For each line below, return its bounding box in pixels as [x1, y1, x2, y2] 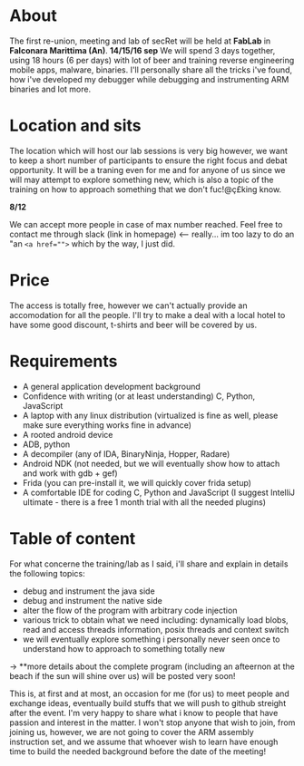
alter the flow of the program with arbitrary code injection [22, 605, 238, 616]
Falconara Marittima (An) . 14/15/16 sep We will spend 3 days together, [9, 44, 276, 55]
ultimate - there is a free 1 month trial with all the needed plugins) [22, 496, 266, 508]
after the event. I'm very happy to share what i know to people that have [9, 707, 279, 718]
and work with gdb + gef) [22, 468, 118, 479]
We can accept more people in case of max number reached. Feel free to [9, 218, 283, 229]
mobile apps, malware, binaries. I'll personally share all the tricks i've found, [9, 64, 293, 75]
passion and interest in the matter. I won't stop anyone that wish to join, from [9, 717, 296, 728]
